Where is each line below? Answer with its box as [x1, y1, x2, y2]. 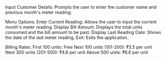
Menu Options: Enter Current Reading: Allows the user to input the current [5, 19, 157, 25]
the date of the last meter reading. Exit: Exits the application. [5, 34, 129, 40]
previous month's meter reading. [5, 9, 72, 15]
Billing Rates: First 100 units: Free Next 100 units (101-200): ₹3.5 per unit [5, 44, 153, 50]
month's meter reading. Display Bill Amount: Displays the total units [5, 24, 143, 30]
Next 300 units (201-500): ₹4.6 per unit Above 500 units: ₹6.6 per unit [5, 49, 148, 55]
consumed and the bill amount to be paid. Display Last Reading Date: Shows [5, 30, 162, 35]
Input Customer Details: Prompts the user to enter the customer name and [5, 4, 157, 10]
